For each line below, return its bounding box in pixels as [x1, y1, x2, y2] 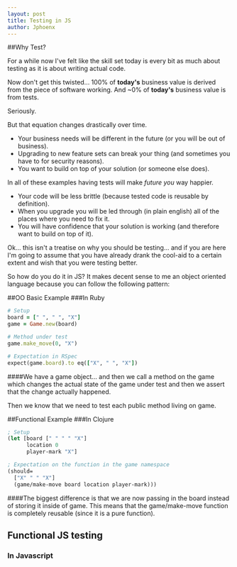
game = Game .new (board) [7, 321, 78, 328]
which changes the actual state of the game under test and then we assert [7, 380, 225, 388]
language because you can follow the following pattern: [7, 280, 170, 288]
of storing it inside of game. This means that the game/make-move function [7, 501, 228, 510]
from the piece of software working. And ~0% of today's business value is [7, 86, 226, 94]
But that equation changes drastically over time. [7, 121, 148, 129]
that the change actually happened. [7, 387, 111, 396]
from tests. [7, 93, 39, 101]
